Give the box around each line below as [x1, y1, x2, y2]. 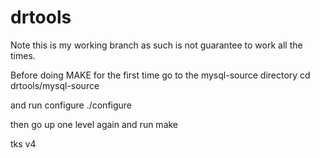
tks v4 [10, 137, 37, 150]
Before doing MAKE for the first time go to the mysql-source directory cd [10, 69, 311, 81]
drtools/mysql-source [10, 79, 100, 91]
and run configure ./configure [10, 99, 133, 111]
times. [10, 49, 36, 61]
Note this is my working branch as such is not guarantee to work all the [10, 39, 303, 51]
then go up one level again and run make [10, 118, 179, 130]
